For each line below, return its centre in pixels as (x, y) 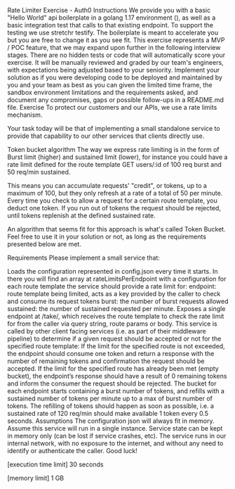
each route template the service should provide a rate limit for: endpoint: (112, 286)
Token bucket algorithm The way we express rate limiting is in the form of (113, 150)
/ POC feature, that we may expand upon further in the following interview (114, 47)
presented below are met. (45, 244)
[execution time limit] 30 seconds (55, 464)
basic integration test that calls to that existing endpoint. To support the (110, 25)
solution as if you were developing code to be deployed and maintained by (115, 77)
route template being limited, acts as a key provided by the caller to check (114, 294)
